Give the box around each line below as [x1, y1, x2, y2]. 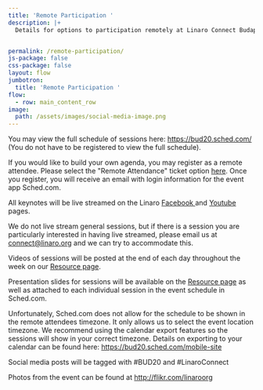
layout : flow [8, 69, 51, 77]
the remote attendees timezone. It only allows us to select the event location [8, 317, 254, 326]
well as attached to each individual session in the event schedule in [8, 286, 225, 295]
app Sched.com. [8, 183, 61, 192]
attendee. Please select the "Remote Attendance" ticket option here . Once [8, 166, 247, 176]
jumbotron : [8, 76, 44, 84]
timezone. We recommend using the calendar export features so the [8, 326, 229, 335]
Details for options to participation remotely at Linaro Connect [15, 26, 236, 34]
